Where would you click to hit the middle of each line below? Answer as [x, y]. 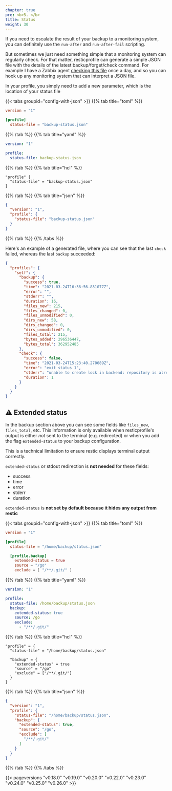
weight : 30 [17, 24]
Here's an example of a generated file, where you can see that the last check [86, 248]
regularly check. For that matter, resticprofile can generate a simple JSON [83, 60]
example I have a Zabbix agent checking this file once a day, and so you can [86, 71]
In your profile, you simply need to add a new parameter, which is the [78, 86]
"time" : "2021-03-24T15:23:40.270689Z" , [67, 363]
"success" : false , [43, 358]
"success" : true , [42, 282]
